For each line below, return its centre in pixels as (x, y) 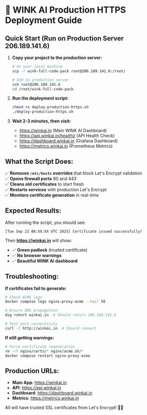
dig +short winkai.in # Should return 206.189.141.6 (61, 315)
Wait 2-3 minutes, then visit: (42, 121)
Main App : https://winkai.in (39, 383)
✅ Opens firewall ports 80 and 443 (41, 178)
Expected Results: (33, 211)
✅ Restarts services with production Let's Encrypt (56, 189)
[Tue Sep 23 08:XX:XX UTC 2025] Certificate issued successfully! (74, 231)
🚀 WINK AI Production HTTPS (65, 10)
